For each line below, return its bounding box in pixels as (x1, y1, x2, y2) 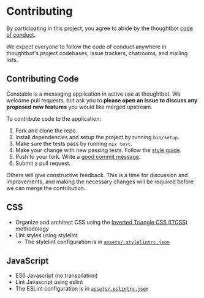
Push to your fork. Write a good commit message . (15, 153, 141, 160)
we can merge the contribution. (6, 184, 86, 191)
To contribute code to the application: (6, 115, 101, 122)
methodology (15, 225, 49, 232)
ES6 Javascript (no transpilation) (15, 272, 98, 280)
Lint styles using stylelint (15, 231, 78, 239)
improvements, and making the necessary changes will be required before (6, 178, 194, 185)
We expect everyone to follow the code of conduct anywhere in (6, 43, 167, 50)
